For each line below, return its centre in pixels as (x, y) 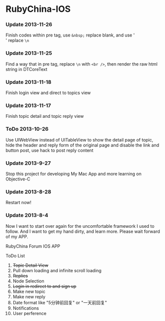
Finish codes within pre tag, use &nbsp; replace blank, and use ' (70, 35)
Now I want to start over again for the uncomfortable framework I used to (80, 226)
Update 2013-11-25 (29, 53)
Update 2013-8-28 (28, 192)
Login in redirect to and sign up (44, 286)
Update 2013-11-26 (29, 25)
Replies (20, 276)
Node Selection (28, 281)
